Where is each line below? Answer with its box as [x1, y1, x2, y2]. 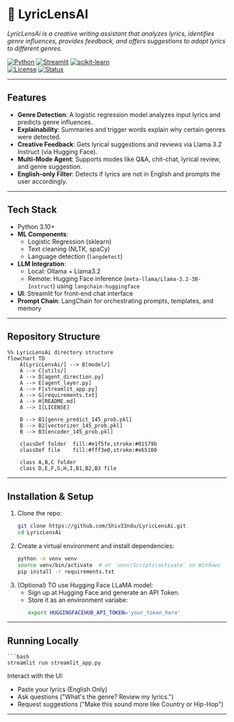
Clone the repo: [17, 509, 63, 518]
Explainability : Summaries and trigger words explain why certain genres [17, 125, 226, 133]
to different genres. [7, 44, 63, 52]
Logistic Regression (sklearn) [27, 237, 112, 246]
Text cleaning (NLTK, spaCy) [27, 244, 110, 253]
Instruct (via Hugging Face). [17, 147, 97, 156]
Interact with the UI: [7, 672, 64, 680]
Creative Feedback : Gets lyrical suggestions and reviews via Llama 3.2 [17, 140, 222, 149]
